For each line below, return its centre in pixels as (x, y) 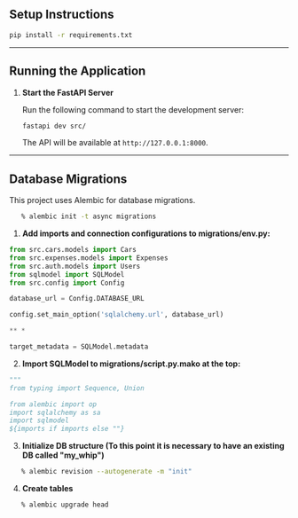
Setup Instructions (62, 15)
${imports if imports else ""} (67, 429)
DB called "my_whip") (63, 455)
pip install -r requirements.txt (71, 35)
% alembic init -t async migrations (89, 216)
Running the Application (78, 71)
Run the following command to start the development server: (133, 109)
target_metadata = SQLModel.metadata (79, 347)
